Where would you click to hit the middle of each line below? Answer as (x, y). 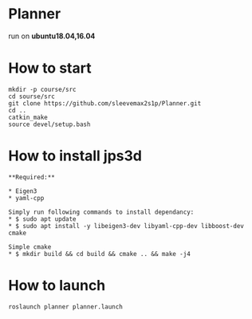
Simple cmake (30, 247)
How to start (50, 68)
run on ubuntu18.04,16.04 (52, 36)
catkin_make (28, 117)
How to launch (57, 286)
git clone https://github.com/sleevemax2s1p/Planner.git (105, 103)
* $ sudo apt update (43, 219)
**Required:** (32, 177)
